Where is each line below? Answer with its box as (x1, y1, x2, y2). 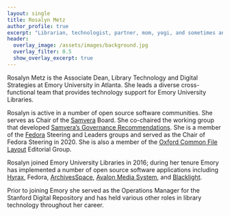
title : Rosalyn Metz (7, 16, 66, 23)
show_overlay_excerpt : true (13, 55, 94, 62)
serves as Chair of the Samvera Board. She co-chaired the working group (7, 116, 214, 124)
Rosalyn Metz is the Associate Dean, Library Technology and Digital (7, 73, 199, 82)
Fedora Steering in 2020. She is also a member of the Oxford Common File (7, 138, 218, 146)
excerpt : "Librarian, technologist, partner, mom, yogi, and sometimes (7, 29, 216, 36)
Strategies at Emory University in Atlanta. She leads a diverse (7, 80, 180, 89)
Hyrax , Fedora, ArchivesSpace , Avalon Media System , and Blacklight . (7, 173, 203, 181)
